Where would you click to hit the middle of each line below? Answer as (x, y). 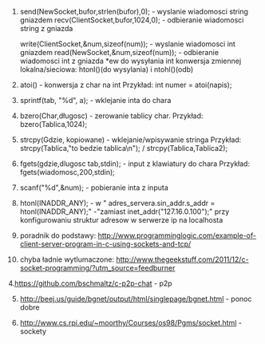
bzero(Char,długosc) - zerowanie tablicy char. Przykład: (111, 116)
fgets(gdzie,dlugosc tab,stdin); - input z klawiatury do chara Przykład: (134, 164)
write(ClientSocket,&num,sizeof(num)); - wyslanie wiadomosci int (127, 44)
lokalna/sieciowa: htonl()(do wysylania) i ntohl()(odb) (107, 69)
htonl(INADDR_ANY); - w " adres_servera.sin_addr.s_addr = (117, 203)
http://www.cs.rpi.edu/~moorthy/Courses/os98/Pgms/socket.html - (131, 323)
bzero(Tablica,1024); (53, 124)
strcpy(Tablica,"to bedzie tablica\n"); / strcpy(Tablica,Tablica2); (124, 148)
